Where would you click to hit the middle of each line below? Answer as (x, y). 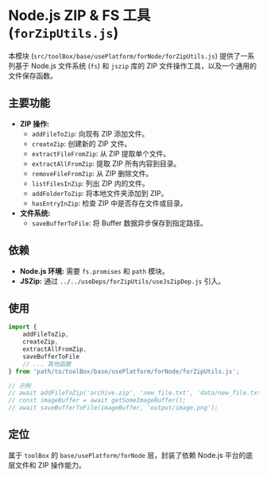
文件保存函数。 (33, 75)
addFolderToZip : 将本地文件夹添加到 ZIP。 (100, 193)
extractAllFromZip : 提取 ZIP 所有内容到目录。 (106, 163)
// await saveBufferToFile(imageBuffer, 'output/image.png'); (113, 408)
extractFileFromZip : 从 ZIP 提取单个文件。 (101, 153)
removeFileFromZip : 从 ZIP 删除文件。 (92, 173)
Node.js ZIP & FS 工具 (79, 15)
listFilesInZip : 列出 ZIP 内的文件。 (90, 183)
